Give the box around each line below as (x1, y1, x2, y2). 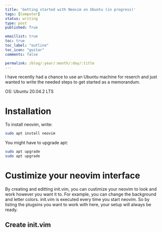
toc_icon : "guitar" (5, 47, 45, 52)
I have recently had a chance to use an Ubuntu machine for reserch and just (5, 74, 157, 80)
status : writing (5, 16, 38, 21)
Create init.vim (5, 221, 51, 229)
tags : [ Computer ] (5, 12, 40, 17)
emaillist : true (5, 34, 38, 39)
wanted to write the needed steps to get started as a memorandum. (5, 79, 141, 85)
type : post (5, 20, 27, 26)
